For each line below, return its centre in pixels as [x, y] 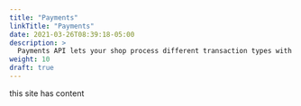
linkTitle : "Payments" [52, 26]
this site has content [47, 93]
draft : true [32, 68]
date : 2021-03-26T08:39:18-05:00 [72, 34]
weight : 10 [30, 59]
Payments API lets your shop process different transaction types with [155, 51]
